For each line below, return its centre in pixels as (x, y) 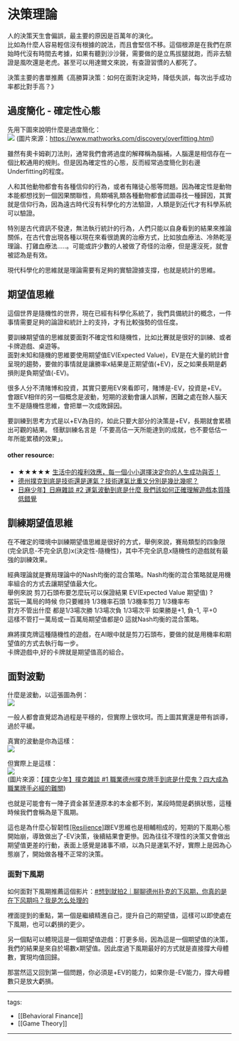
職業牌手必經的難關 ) (37, 788)
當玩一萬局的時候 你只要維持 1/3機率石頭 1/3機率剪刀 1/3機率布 (99, 601)
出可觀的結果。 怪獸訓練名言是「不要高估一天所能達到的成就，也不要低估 (114, 429)
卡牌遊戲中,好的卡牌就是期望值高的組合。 (68, 652)
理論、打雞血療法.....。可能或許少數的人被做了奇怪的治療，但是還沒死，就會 (118, 245)
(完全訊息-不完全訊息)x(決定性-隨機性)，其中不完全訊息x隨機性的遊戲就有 (115, 550)
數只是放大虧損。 (32, 981)
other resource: (31, 455)
